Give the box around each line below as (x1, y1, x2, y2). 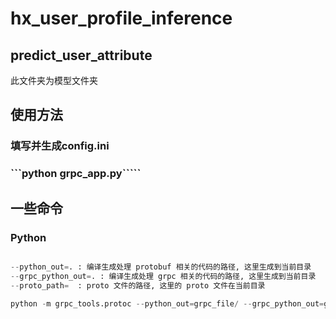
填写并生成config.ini (10, 139, 110, 153)
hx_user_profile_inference (10, 7, 233, 30)
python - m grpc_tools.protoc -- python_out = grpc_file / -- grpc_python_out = (10, 298, 325, 309)
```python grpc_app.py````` (10, 167, 142, 181)
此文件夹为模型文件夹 (10, 75, 98, 86)
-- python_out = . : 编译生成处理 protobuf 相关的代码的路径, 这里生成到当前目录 (10, 262, 312, 272)
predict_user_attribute (10, 47, 153, 64)
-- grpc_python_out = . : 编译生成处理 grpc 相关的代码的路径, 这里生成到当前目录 (10, 271, 317, 281)
